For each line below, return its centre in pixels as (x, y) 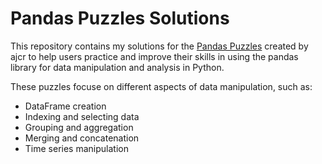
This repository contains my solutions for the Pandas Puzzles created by (159, 46)
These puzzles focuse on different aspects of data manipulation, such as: (161, 86)
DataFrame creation (65, 106)
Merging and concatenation (82, 138)
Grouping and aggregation (79, 127)
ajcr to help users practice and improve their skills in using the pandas (154, 56)
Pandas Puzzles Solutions (120, 18)
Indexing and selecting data (82, 116)
